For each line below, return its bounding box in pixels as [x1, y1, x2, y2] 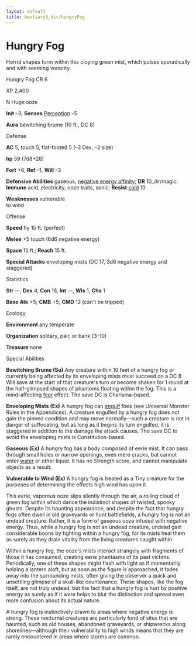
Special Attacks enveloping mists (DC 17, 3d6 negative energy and [6, 258, 167, 265]
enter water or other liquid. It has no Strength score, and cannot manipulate [6, 457, 188, 465]
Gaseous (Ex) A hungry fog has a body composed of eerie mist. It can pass [6, 445, 188, 452]
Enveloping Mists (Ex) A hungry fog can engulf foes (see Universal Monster [6, 403, 190, 410]
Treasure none [6, 344, 42, 351]
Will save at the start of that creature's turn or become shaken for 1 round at [6, 379, 189, 386]
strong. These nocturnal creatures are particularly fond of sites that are [6, 614, 178, 621]
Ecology [6, 310, 26, 317]
